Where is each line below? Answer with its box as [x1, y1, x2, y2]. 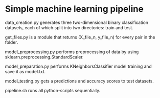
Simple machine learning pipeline [5, 3, 144, 15]
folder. [5, 39, 18, 45]
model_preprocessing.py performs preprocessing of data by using [5, 49, 139, 55]
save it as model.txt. [5, 68, 46, 74]
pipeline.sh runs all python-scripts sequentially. [5, 87, 100, 93]
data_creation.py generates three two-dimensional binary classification [5, 20, 148, 25]
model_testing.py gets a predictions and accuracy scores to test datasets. [5, 78, 154, 84]
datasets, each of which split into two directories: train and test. [5, 24, 134, 30]
